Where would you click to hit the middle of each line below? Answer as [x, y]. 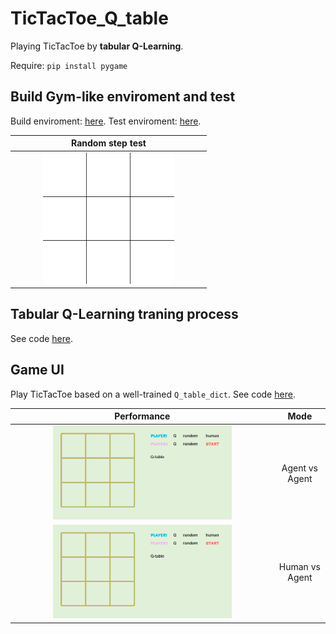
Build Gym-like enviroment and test [123, 97]
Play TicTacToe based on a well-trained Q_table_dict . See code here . [153, 394]
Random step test [109, 143]
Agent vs [300, 468]
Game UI [37, 370]
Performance [142, 416]
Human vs [299, 567]
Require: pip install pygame [69, 65]
